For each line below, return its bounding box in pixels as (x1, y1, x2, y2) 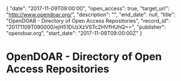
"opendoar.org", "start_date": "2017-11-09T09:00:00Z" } (6, 30, 143, 37)
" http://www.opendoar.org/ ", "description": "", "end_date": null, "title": (6, 11, 176, 18)
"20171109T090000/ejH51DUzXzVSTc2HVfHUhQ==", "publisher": (6, 23, 166, 30)
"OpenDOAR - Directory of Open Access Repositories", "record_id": (6, 17, 170, 24)
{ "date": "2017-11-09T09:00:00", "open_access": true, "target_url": (6, 5, 170, 12)
